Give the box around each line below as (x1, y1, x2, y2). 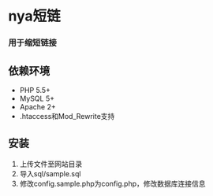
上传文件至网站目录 (19, 159, 83, 168)
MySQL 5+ (19, 94, 55, 103)
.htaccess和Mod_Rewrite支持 (19, 111, 115, 120)
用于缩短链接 (8, 37, 58, 48)
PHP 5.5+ (19, 85, 51, 94)
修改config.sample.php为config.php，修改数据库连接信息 (19, 179, 207, 188)
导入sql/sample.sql (19, 168, 81, 178)
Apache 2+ (19, 102, 57, 111)
